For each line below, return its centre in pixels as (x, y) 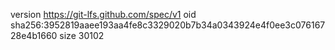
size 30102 (82, 35)
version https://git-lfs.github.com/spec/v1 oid (103, 14)
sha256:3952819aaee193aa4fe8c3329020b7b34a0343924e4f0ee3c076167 (168, 25)
